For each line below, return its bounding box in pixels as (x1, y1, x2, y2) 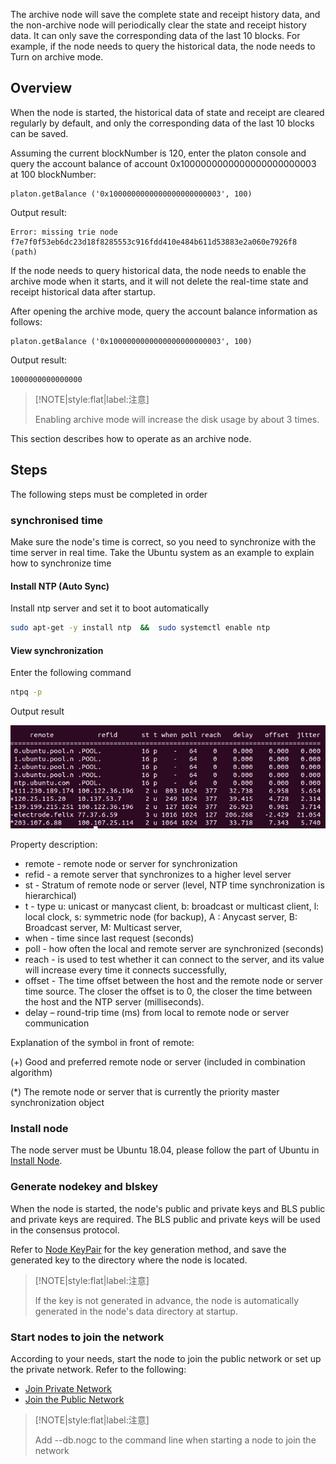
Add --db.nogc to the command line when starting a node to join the (34, 1434, 317, 1446)
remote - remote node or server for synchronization (24, 858, 238, 869)
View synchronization (10, 644, 104, 656)
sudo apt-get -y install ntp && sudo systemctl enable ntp (10, 623, 271, 633)
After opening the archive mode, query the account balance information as (10, 305, 318, 317)
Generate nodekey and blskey (10, 1180, 159, 1194)
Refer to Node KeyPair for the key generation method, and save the (10, 1243, 287, 1255)
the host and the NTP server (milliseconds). (24, 996, 205, 1008)
